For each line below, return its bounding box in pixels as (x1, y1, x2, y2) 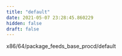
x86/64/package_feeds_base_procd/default (6, 43, 117, 50)
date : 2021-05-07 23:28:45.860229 (6, 15, 94, 21)
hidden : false (6, 20, 42, 26)
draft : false (6, 26, 39, 32)
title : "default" (6, 9, 50, 15)
